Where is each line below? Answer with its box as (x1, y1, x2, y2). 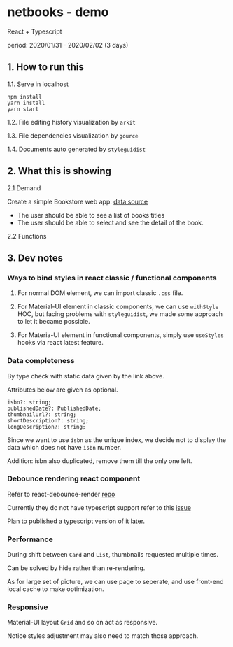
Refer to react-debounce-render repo (7, 490, 115, 498)
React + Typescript (7, 27, 62, 36)
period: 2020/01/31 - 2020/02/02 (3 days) (7, 41, 129, 49)
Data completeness (7, 356, 75, 366)
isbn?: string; (7, 399, 52, 406)
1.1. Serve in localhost (7, 80, 69, 88)
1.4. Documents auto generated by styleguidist (7, 145, 146, 153)
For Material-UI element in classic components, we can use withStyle (17, 302, 219, 311)
